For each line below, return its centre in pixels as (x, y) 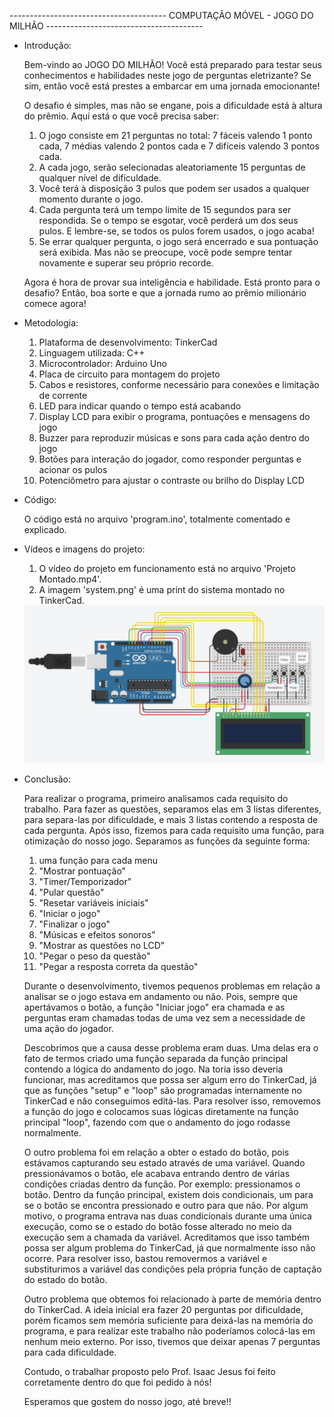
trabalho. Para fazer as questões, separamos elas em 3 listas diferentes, (172, 809)
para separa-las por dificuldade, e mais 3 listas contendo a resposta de (171, 820)
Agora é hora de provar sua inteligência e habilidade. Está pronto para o (172, 282)
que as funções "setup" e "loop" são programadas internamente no (162, 1091)
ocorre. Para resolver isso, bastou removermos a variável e (145, 1259)
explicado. (45, 529)
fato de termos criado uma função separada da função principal (156, 1059)
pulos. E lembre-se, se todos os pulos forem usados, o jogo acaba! (176, 231)
